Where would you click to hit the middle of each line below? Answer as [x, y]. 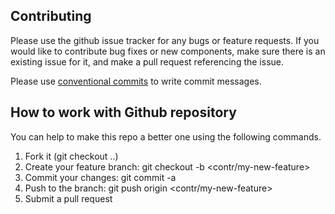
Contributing [51, 16]
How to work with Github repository [123, 112]
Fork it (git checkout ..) [71, 156]
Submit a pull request [68, 198]
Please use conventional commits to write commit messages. [136, 81]
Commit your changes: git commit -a [100, 177]
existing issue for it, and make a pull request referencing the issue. [147, 61]
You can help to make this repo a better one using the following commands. [166, 136]
